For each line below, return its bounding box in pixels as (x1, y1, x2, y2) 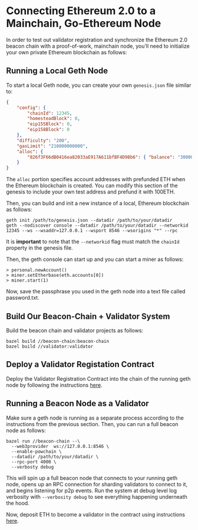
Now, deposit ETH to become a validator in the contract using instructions (6, 511, 186, 518)
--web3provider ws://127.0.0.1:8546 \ (11, 443, 110, 449)
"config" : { (16, 104, 46, 110)
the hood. (6, 499, 29, 506)
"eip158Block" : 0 (27, 127, 70, 133)
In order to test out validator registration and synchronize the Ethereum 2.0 (6, 36, 187, 43)
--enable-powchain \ (11, 449, 62, 454)
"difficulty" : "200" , (16, 138, 70, 143)
